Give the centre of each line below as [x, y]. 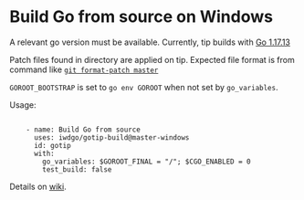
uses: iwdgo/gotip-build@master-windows [111, 137]
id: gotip [52, 145]
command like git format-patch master [84, 69]
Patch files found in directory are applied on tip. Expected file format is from [152, 59]
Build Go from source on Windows [142, 17]
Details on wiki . [38, 186]
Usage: [23, 105]
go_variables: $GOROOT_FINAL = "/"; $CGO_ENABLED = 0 [147, 162]
